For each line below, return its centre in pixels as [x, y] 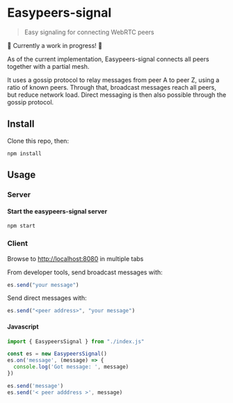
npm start [22, 226]
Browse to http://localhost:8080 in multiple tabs [75, 258]
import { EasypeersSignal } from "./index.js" [76, 341]
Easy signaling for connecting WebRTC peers [89, 32]
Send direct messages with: [47, 298]
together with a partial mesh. [48, 66]
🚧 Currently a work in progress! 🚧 [55, 45]
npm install [24, 153]
